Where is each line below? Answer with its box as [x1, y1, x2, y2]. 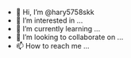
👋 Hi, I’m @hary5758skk [15, 8, 94, 16]
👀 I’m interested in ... [15, 16, 83, 25]
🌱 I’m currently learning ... [15, 24, 101, 33]
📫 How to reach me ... [15, 42, 90, 50]
